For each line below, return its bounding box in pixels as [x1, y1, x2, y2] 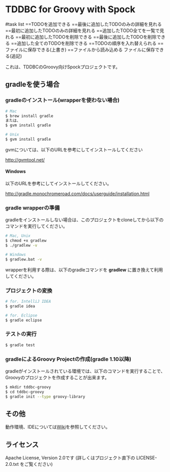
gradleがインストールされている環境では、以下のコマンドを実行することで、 [5, 368, 165, 374]
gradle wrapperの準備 [5, 204, 60, 211]
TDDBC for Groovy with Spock [5, 4, 136, 15]
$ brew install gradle [5, 113, 53, 118]
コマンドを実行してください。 [5, 223, 68, 229]
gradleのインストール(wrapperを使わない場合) [5, 97, 120, 104]
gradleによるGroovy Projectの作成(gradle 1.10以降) [5, 355, 131, 362]
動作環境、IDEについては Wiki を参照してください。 [5, 424, 110, 430]
